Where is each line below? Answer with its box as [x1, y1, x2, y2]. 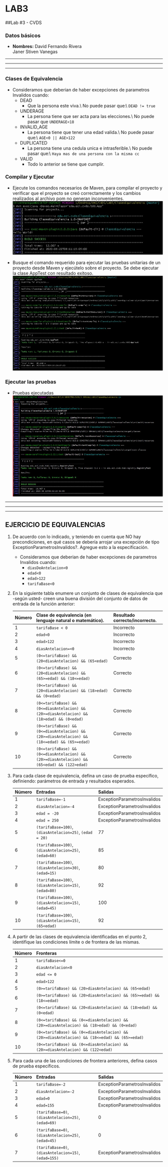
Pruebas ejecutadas [12, 389, 54, 395]
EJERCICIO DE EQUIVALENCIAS [5, 520, 105, 529]
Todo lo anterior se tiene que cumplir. [27, 161, 104, 167]
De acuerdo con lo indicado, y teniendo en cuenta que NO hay [12, 533, 141, 540]
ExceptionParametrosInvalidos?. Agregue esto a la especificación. [12, 544, 149, 550]
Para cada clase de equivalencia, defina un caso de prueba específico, [12, 772, 159, 778]
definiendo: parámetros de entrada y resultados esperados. [12, 778, 135, 784]
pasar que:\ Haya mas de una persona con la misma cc [27, 150, 139, 156]
